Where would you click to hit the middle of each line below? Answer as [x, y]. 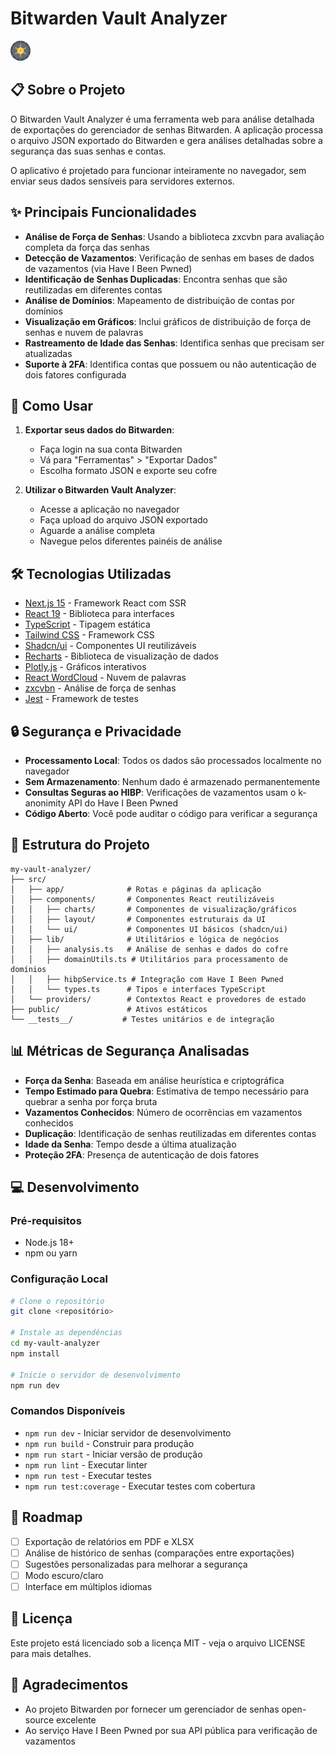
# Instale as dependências [66, 1333]
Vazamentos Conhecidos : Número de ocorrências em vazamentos [163, 1112]
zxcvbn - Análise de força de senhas [100, 688]
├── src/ [28, 879]
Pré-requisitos [46, 1220]
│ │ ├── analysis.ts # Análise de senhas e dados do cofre [149, 949]
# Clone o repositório [57, 1301]
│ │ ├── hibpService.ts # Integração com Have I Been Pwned [147, 979]
